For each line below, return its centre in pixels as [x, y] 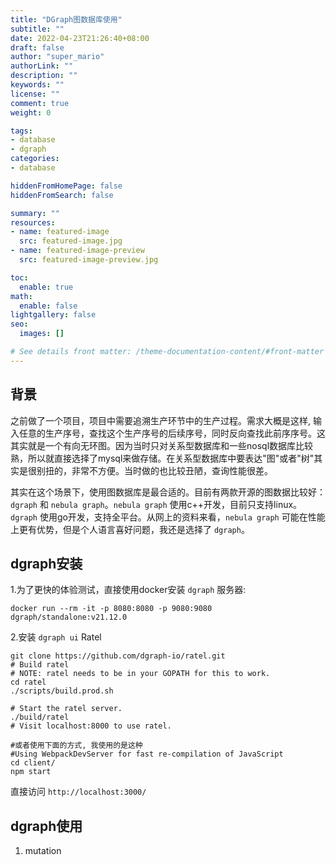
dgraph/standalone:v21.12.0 [69, 617]
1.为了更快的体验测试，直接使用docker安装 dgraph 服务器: [128, 590]
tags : [21, 131]
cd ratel [28, 682]
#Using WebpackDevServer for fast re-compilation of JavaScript [147, 754]
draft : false [37, 47]
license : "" [35, 94]
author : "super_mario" [57, 57]
